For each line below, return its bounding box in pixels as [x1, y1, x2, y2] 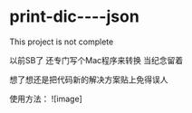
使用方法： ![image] [9, 93, 83, 104]
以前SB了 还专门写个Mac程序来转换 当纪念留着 [9, 54, 184, 65]
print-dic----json [9, 6, 140, 27]
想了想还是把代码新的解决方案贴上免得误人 [9, 74, 168, 85]
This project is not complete [9, 36, 114, 47]
